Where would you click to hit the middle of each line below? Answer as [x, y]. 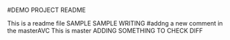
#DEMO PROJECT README [47, 10]
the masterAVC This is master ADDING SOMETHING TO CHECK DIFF [105, 31]
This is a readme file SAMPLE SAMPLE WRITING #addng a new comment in [115, 23]
